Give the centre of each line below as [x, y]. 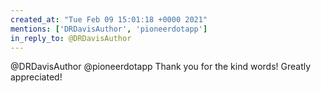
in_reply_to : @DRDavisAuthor [71, 38]
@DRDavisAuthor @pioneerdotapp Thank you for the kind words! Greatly [161, 67]
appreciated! [36, 77]
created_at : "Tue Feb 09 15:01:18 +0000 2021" [109, 19]
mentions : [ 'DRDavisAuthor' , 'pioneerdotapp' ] [109, 29]
